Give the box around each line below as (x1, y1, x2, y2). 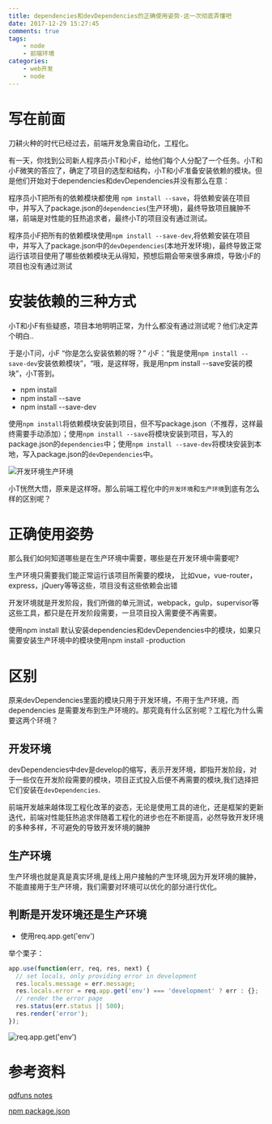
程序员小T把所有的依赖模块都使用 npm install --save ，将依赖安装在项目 (8, 192, 251, 203)
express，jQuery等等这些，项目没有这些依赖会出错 (8, 581, 178, 591)
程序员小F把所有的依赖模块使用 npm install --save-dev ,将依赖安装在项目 (8, 230, 251, 240)
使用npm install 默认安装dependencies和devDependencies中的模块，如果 (8, 626, 254, 635)
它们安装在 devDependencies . (8, 785, 101, 795)
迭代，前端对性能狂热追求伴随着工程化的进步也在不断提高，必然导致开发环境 (8, 812, 264, 822)
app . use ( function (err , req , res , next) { (8, 964, 151, 972)
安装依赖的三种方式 (8, 292, 137, 311)
